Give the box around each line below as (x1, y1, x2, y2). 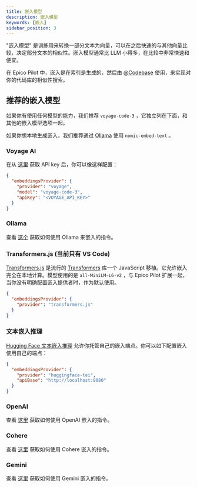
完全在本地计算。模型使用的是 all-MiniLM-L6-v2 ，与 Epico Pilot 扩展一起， (6, 272, 188, 279)
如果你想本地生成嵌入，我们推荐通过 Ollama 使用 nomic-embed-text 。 (6, 132, 174, 139)
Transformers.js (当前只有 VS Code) (6, 249, 111, 258)
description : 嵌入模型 (6, 14, 58, 20)
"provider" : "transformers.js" (16, 301, 94, 308)
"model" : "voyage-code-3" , (16, 189, 83, 195)
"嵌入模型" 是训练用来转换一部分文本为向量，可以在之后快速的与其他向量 (6, 42, 182, 49)
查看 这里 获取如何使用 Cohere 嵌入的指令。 (6, 445, 113, 453)
